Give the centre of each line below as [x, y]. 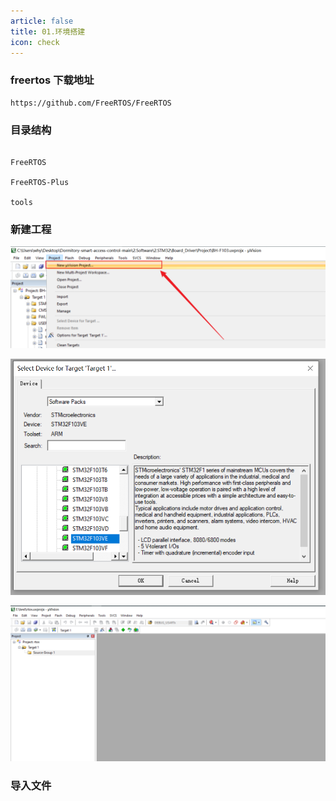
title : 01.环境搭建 [48, 31]
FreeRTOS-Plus [40, 182]
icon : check [35, 42]
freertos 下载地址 [52, 80]
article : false [42, 21]
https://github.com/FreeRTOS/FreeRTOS [91, 103]
